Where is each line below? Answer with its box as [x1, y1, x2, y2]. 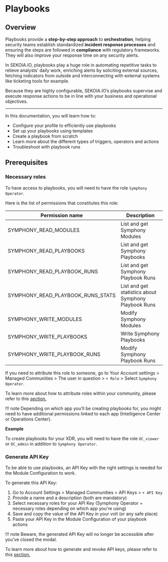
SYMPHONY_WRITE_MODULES [7, 316, 82, 323]
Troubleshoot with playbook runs [12, 144, 81, 150]
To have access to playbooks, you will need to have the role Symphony [5, 185, 147, 191]
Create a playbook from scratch [12, 133, 78, 139]
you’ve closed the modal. [5, 536, 57, 542]
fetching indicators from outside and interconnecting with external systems [5, 73, 160, 78]
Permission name [40, 212, 83, 219]
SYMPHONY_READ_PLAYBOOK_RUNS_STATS [7, 292, 116, 299]
